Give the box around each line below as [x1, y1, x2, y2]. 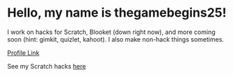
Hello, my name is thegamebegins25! [7, 5, 227, 21]
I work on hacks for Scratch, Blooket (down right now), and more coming [7, 28, 216, 36]
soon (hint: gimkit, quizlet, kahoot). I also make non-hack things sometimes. [7, 35, 225, 43]
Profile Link [7, 49, 40, 57]
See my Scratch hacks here [7, 62, 86, 70]
